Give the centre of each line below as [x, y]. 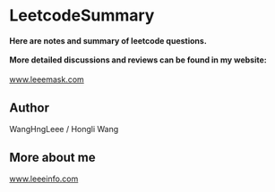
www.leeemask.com [47, 79]
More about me [52, 157]
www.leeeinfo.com [44, 179]
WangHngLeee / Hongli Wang [64, 129]
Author [29, 108]
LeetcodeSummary [82, 16]
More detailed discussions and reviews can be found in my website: [138, 60]
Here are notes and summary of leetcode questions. [108, 40]
